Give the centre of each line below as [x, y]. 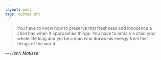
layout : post [18, 10]
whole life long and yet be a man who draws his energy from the [82, 38]
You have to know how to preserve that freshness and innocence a [84, 28]
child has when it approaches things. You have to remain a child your [86, 33]
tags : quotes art [23, 14]
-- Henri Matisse [22, 53]
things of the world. [37, 43]
